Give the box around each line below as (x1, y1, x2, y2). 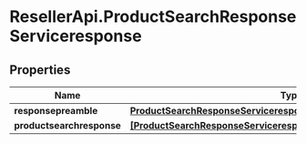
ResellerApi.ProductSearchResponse (9, 6, 297, 27)
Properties (9, 62, 71, 77)
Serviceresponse (9, 26, 143, 46)
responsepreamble (14, 105, 98, 117)
